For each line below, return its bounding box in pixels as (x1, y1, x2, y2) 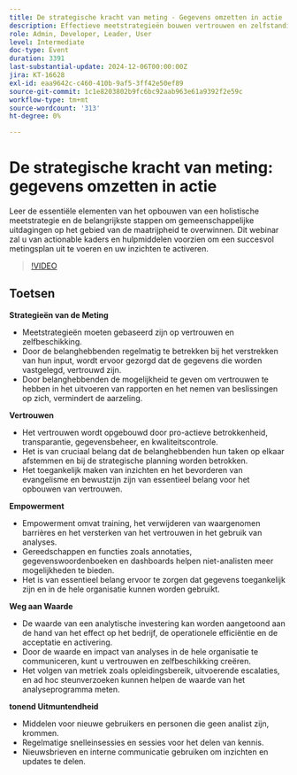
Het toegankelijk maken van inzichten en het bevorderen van (21, 464, 243, 475)
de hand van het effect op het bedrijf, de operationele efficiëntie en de (21, 627, 278, 638)
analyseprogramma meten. (21, 684, 121, 694)
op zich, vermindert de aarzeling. (21, 392, 143, 403)
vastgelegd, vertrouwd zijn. (21, 364, 122, 375)
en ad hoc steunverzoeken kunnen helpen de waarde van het (21, 674, 246, 685)
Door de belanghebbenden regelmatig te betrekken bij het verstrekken (21, 345, 278, 356)
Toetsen (9, 286, 56, 301)
